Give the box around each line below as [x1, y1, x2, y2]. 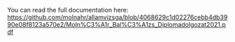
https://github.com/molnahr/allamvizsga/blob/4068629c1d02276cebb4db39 [7, 13, 228, 21]
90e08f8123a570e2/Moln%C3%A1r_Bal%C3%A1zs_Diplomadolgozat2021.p [7, 21, 226, 28]
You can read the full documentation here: [7, 6, 129, 14]
